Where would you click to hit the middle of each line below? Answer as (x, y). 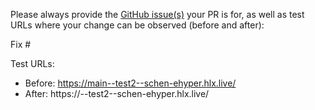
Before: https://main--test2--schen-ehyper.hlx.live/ (130, 83)
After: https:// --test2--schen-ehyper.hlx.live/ (117, 93)
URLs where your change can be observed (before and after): (137, 25)
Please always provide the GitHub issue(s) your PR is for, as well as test (157, 14)
